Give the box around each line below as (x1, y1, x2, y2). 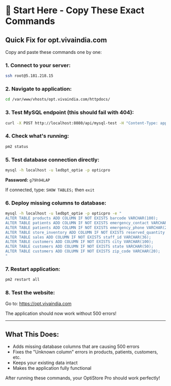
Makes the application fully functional (12, 365, 92, 371)
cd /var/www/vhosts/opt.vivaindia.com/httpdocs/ (5, 97, 110, 102)
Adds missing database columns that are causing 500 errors (12, 343, 140, 350)
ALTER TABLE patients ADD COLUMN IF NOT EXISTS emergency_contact (5, 220, 149, 225)
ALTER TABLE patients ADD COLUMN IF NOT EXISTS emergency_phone (5, 225, 145, 230)
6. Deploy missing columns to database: (5, 199, 107, 206)
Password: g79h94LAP (5, 176, 50, 183)
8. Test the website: (5, 289, 55, 296)
